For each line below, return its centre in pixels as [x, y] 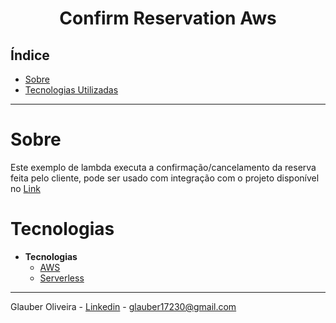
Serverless [62, 278]
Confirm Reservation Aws [168, 18]
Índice [30, 55]
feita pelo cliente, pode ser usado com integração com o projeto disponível [165, 178]
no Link [25, 188]
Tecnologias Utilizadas [71, 90]
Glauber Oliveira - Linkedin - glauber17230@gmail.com [123, 306]
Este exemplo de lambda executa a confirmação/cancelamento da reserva [163, 167]
